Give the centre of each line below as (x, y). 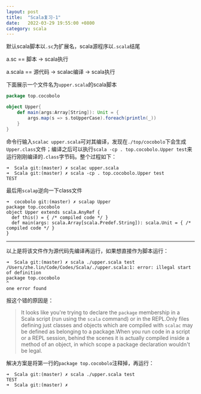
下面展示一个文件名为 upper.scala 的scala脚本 (62, 85)
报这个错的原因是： (30, 300)
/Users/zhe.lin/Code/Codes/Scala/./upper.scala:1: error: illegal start (99, 267)
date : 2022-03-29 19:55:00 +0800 (51, 23)
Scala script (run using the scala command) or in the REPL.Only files (105, 318)
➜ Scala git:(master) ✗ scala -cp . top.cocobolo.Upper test (85, 173)
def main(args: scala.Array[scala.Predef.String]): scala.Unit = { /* (101, 223)
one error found (26, 288)
